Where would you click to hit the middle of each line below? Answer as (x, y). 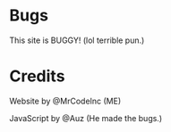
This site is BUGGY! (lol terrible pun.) (77, 40)
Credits (37, 76)
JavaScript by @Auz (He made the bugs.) (86, 118)
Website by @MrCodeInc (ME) (65, 101)
